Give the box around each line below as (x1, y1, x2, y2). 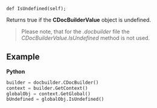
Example (6, 52, 40, 62)
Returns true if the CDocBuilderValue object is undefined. (6, 16, 152, 24)
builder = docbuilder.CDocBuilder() (6, 79, 99, 86)
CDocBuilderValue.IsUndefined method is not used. (21, 34, 150, 42)
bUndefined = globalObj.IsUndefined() (6, 97, 104, 103)
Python (6, 68, 25, 75)
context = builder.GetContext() (6, 85, 88, 91)
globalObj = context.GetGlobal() (6, 91, 91, 97)
